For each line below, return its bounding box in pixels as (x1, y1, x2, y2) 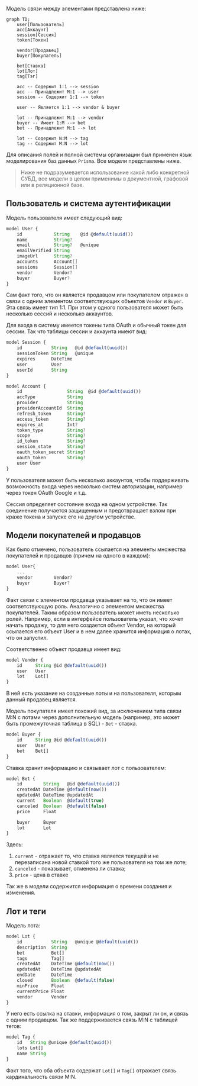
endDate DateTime (17, 972, 73, 978)
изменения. (6, 889, 35, 896)
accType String (17, 394, 83, 400)
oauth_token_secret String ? (17, 449, 86, 455)
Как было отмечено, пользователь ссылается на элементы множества (6, 546, 186, 553)
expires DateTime (17, 356, 73, 362)
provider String (17, 399, 83, 406)
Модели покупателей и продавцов (6, 530, 141, 540)
